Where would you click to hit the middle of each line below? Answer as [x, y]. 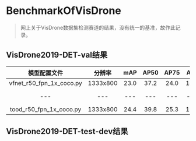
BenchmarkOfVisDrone [64, 11]
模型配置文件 [46, 73]
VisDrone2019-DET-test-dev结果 [67, 131]
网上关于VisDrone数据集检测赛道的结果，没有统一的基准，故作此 [98, 27]
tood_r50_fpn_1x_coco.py [45, 109]
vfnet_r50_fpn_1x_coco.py [46, 83]
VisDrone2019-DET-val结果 [57, 55]
